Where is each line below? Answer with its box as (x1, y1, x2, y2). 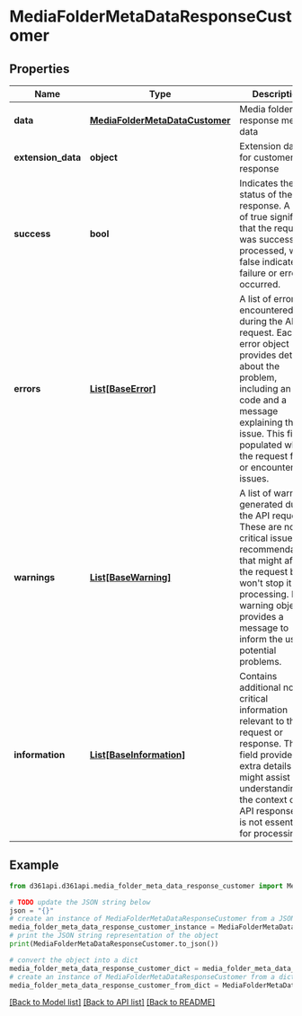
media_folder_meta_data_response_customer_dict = (9, 964, 200, 973)
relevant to (239, 715, 285, 727)
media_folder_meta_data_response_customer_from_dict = (9, 981, 219, 990)
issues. (239, 473, 270, 484)
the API (239, 509, 271, 522)
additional (239, 681, 281, 694)
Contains (239, 670, 278, 682)
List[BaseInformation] (89, 748, 186, 761)
